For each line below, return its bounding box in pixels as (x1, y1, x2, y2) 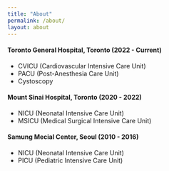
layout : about (7, 24, 50, 31)
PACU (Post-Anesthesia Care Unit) (17, 69, 119, 78)
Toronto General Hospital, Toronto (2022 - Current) (7, 46, 162, 54)
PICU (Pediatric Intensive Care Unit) (17, 156, 123, 165)
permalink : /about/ (7, 17, 66, 24)
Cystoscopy (17, 76, 53, 85)
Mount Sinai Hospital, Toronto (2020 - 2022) (7, 93, 143, 102)
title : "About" (7, 10, 53, 18)
